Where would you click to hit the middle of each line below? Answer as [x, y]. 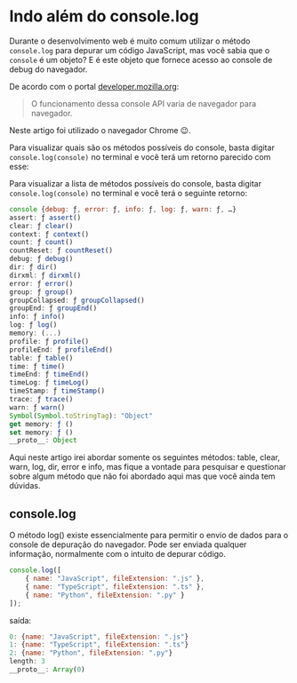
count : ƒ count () [41, 242]
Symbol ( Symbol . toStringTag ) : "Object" [81, 416]
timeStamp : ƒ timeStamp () [57, 391]
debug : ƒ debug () [41, 259]
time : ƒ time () [37, 366]
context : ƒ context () [49, 234]
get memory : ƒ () [41, 424]
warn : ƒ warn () [37, 407]
